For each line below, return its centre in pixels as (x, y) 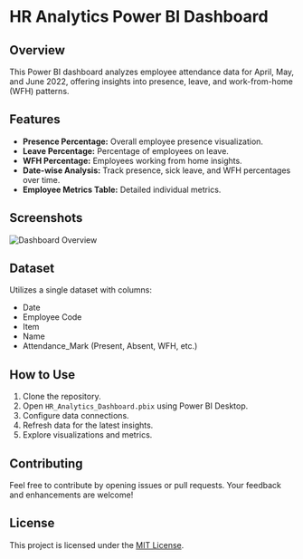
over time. (41, 179)
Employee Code (52, 317)
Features (35, 120)
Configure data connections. (76, 416)
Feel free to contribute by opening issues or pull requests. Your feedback (146, 486)
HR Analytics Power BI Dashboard (139, 17)
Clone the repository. (62, 397)
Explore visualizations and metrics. (87, 435)
